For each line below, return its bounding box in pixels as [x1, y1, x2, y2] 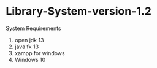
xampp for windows [14, 49, 65, 56]
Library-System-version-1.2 [6, 4, 151, 18]
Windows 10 [14, 56, 46, 63]
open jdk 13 [14, 36, 44, 43]
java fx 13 [14, 43, 39, 50]
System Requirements [6, 25, 61, 32]
